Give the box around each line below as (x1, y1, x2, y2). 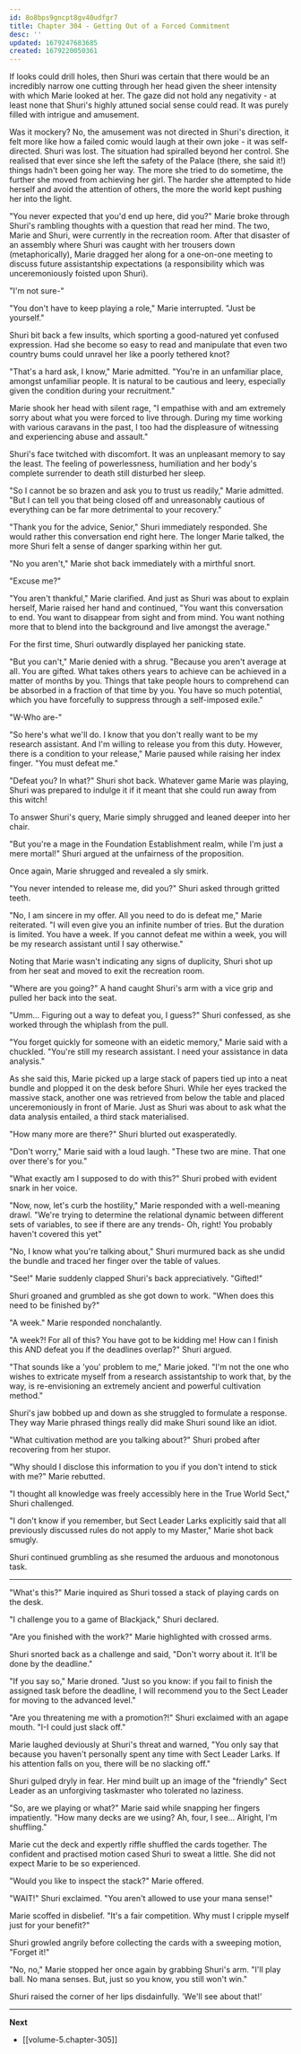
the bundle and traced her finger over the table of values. (9, 1256, 221, 1267)
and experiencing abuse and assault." (9, 432, 149, 443)
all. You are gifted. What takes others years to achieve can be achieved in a (9, 666, 287, 677)
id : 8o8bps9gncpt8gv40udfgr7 (9, 13, 118, 22)
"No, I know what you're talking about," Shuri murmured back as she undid (9, 1246, 285, 1257)
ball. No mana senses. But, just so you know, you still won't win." (9, 1974, 248, 1985)
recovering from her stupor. (9, 1444, 111, 1455)
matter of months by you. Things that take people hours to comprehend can (9, 675, 289, 687)
